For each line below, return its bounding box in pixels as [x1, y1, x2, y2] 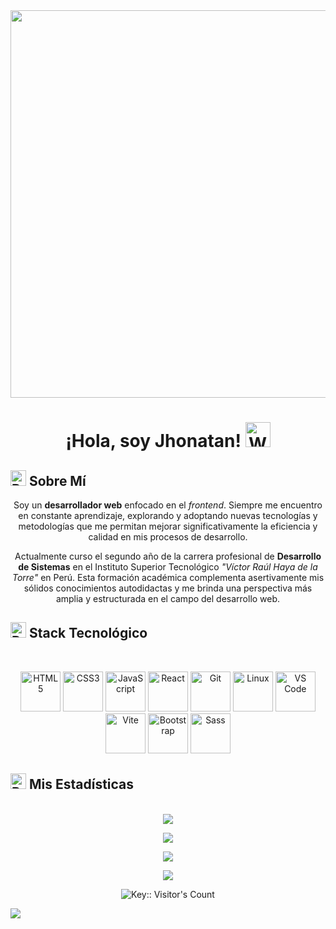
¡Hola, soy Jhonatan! [65, 430, 242, 453]
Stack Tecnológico [28, 625, 148, 642]
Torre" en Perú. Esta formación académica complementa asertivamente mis [11, 572, 325, 583]
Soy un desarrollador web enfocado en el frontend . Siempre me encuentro [13, 499, 323, 511]
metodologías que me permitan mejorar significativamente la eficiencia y [18, 520, 318, 532]
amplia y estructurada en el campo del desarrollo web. [55, 593, 281, 604]
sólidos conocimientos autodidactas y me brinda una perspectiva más [23, 582, 313, 594]
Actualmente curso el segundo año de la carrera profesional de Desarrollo [14, 550, 322, 562]
